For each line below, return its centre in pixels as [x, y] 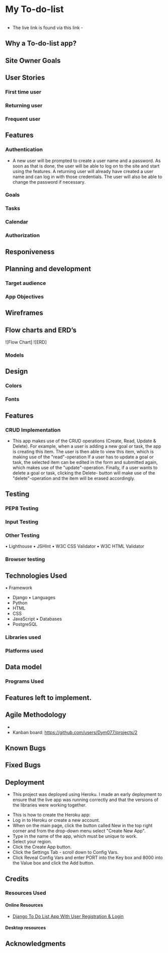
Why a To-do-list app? [41, 44]
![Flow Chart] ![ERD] [26, 342]
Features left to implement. [49, 698]
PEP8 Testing [22, 508]
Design [17, 372]
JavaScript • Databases [37, 619]
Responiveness [30, 252]
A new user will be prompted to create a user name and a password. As [87, 161]
